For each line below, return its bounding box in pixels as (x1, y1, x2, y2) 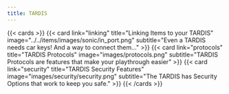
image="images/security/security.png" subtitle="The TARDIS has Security (7, 72, 218, 80)
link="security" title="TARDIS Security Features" (7, 65, 144, 73)
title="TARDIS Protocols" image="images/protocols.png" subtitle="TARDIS (7, 50, 219, 59)
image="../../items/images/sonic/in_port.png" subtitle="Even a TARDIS (7, 35, 206, 44)
